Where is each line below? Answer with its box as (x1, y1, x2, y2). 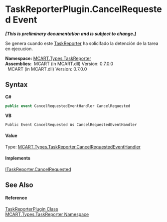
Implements (5, 155, 31, 161)
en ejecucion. (5, 45, 33, 51)
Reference (5, 195, 27, 201)
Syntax (5, 80, 28, 89)
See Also (5, 181, 33, 189)
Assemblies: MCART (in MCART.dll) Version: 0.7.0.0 (5, 60, 114, 66)
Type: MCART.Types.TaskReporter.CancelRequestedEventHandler (5, 143, 141, 149)
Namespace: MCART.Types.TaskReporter (5, 55, 91, 61)
